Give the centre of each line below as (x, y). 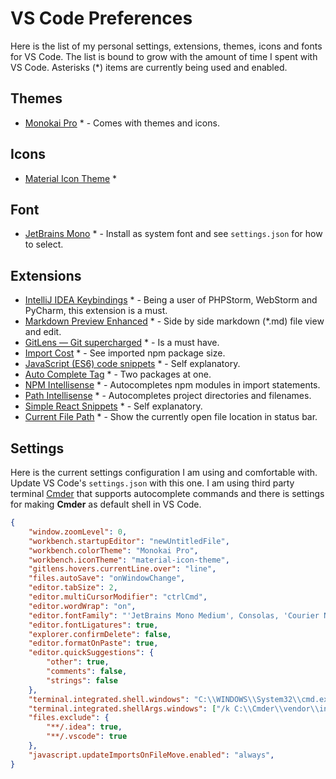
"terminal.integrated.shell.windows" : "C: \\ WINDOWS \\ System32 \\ (165, 699)
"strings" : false (82, 680)
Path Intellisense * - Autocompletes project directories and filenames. (168, 396)
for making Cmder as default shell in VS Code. (106, 504)
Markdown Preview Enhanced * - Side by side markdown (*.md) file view (174, 321)
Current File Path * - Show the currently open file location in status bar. (171, 417)
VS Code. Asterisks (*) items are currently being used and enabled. (149, 67)
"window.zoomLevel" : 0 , (78, 532)
